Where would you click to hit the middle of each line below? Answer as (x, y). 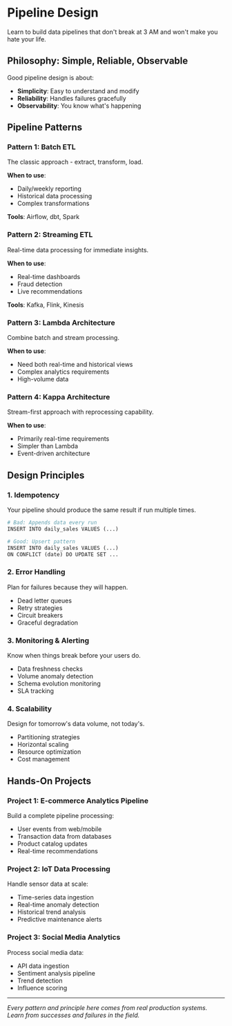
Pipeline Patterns (45, 127)
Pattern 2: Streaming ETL (50, 235)
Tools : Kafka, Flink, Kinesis (46, 305)
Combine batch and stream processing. (63, 338)
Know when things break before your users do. (74, 655)
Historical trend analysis (51, 912)
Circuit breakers (40, 615)
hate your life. (27, 39)
